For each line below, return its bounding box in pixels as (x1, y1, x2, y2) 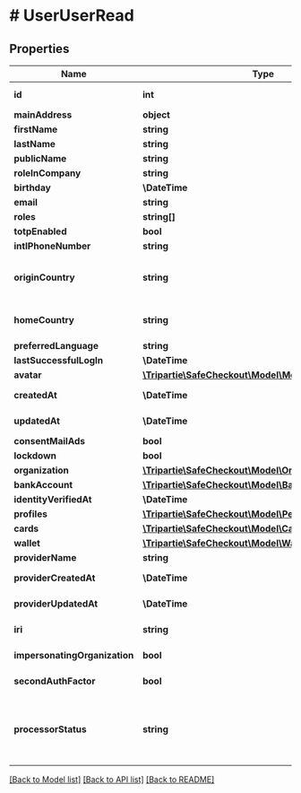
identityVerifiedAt (13, 493, 92, 505)
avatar (13, 369, 42, 381)
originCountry (13, 271, 75, 283)
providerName (13, 552, 77, 563)
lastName (13, 138, 56, 150)
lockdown (13, 449, 56, 462)
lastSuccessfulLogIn (13, 354, 104, 366)
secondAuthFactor (13, 675, 96, 687)
